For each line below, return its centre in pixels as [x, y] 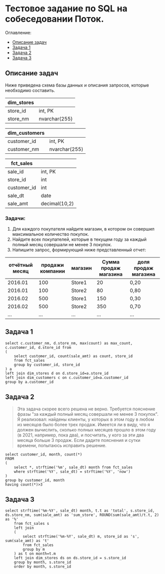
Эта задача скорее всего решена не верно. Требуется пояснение [86, 409]
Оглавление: [18, 32]
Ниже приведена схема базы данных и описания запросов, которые [77, 85]
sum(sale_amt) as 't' [27, 541]
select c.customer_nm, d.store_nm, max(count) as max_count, [69, 343]
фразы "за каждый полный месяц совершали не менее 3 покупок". [88, 414]
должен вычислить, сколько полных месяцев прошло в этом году [86, 430]
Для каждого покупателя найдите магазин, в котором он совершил [83, 229]
